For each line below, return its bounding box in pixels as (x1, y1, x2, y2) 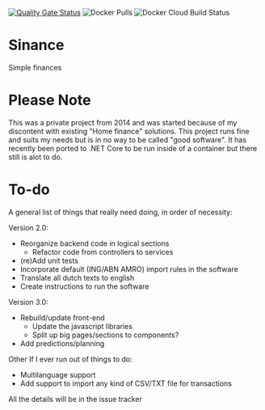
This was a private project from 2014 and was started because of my (8, 117, 238, 127)
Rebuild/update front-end (19, 312, 105, 323)
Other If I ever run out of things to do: (8, 354, 133, 364)
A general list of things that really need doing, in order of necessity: (8, 207, 233, 217)
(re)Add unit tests (19, 256, 79, 265)
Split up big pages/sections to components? (32, 330, 179, 340)
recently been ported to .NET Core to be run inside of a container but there (8, 143, 258, 153)
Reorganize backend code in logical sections (19, 239, 170, 248)
